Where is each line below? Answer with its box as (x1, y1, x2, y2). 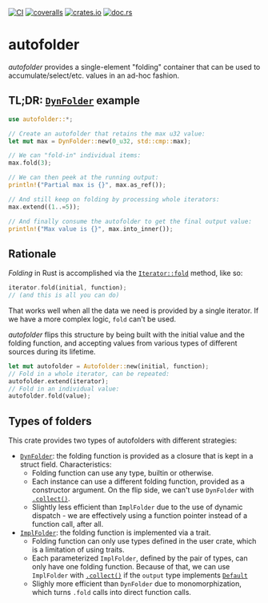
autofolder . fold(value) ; (8, 392, 91, 400)
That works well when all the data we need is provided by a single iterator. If (8, 306, 259, 315)
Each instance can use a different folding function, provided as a (31, 477, 246, 487)
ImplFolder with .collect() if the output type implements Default (31, 570, 248, 581)
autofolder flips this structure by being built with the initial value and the (8, 330, 246, 339)
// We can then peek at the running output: (8, 173, 159, 182)
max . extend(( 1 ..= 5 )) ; (8, 203, 81, 211)
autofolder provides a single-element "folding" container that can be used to (8, 62, 261, 71)
